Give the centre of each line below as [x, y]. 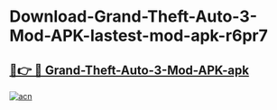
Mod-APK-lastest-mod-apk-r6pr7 [138, 36]
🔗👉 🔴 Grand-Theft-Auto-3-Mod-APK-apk [129, 70]
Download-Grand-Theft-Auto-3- [133, 17]
